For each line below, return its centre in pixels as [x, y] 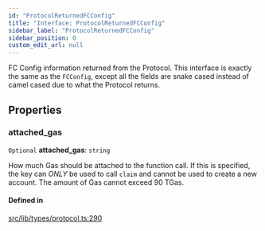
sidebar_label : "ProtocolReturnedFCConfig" [82, 30]
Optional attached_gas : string [59, 150]
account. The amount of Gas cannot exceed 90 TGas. [96, 182]
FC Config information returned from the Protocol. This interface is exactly [130, 68]
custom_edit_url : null [46, 45]
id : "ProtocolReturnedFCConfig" [62, 16]
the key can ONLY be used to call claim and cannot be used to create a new [132, 174]
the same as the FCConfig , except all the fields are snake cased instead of [129, 76]
